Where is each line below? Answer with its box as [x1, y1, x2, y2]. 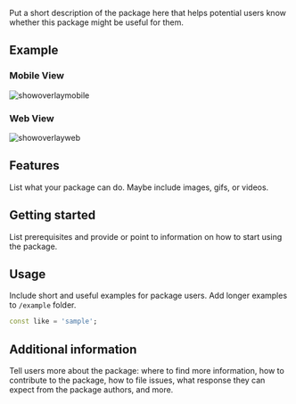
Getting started [9, 208, 96, 223]
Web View [9, 111, 55, 124]
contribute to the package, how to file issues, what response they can [9, 375, 266, 386]
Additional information [9, 342, 137, 357]
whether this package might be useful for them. [9, 17, 185, 28]
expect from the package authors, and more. [9, 384, 174, 395]
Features [9, 158, 60, 173]
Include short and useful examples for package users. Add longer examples [9, 290, 288, 301]
